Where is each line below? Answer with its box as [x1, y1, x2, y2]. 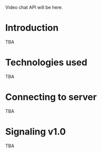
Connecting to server [5, 91, 97, 103]
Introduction [5, 22, 59, 34]
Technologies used [5, 57, 88, 68]
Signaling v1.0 [5, 126, 66, 137]
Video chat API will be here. [5, 5, 63, 10]
